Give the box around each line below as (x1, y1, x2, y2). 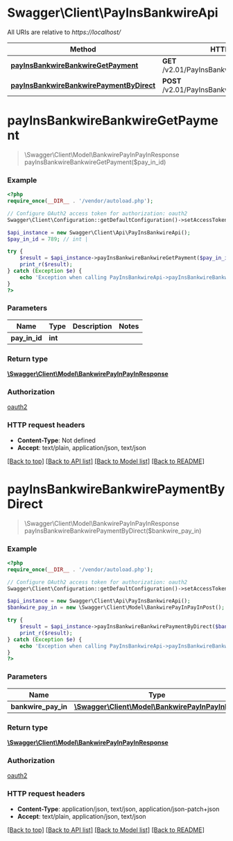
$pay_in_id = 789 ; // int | (7, 235, 89, 243)
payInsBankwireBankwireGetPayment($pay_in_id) (24, 158, 166, 166)
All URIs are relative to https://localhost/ (7, 28, 121, 36)
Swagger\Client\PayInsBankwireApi (7, 5, 218, 21)
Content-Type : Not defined (17, 436, 96, 444)
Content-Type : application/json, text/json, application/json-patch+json (17, 805, 220, 813)
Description (72, 321, 112, 331)
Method (69, 44, 96, 54)
